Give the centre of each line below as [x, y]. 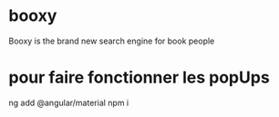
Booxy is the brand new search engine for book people [112, 41]
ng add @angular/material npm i [69, 102]
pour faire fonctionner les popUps [139, 78]
